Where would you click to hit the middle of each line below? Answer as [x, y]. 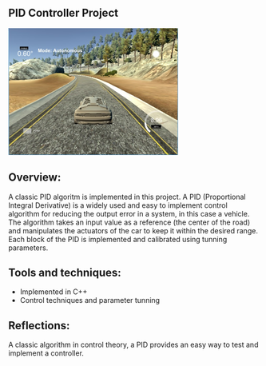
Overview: [35, 178]
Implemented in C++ [54, 292]
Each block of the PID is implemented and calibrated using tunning [118, 239]
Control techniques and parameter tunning [90, 300]
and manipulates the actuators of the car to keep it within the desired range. [133, 230]
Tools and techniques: [65, 272]
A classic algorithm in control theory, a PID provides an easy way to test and [133, 345]
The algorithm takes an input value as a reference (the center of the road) [129, 222]
